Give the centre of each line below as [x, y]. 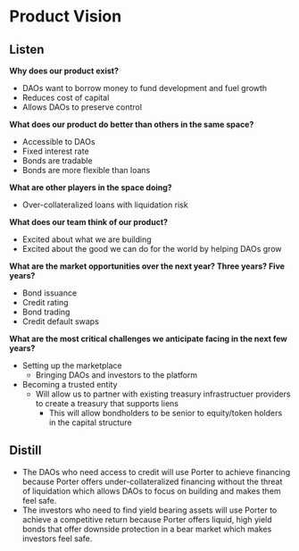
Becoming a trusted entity [70, 384]
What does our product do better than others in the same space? [132, 124]
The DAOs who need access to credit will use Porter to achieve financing [156, 472]
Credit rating [45, 302]
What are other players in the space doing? [91, 188]
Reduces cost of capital [66, 97]
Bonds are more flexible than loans [86, 170]
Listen [27, 50]
